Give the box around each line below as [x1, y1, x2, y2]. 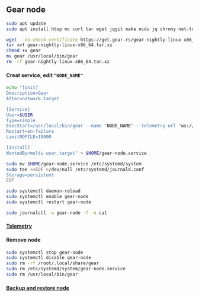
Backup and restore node [6, 284, 70, 291]
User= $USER [6, 112, 33, 118]
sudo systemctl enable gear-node [6, 194, 89, 200]
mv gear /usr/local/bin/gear [6, 53, 78, 59]
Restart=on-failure [6, 129, 54, 135]
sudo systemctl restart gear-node [6, 199, 92, 205]
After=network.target [6, 95, 60, 101]
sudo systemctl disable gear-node [6, 255, 92, 261]
